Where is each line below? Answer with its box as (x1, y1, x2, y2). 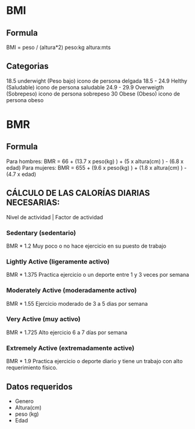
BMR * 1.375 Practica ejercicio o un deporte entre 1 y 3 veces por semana (6, 271, 190, 279)
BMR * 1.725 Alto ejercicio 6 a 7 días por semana (6, 329, 128, 336)
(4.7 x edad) (6, 170, 37, 178)
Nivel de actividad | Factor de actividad (6, 213, 104, 221)
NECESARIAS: (6, 198, 60, 208)
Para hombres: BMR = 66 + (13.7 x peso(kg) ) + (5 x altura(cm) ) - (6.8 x (6, 158, 184, 165)
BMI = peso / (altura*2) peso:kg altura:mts (6, 44, 111, 51)
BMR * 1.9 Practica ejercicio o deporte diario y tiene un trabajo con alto (6, 358, 183, 365)
